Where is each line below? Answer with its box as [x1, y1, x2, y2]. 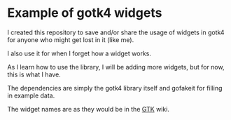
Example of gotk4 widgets [7, 5, 162, 21]
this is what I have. [7, 70, 61, 79]
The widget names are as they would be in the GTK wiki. [7, 105, 170, 113]
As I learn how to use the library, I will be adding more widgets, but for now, [7, 62, 225, 71]
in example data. [7, 91, 55, 100]
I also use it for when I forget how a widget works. [7, 49, 152, 58]
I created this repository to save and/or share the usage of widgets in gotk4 [7, 28, 225, 36]
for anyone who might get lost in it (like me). [7, 35, 134, 44]
